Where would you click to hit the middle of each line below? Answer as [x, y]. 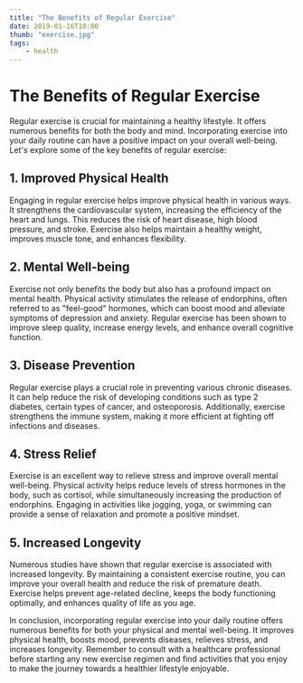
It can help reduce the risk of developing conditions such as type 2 [134, 397]
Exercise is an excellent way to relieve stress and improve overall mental [144, 476]
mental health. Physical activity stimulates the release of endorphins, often [148, 299]
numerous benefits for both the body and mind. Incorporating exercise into [148, 131]
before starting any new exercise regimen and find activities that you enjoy [148, 659]
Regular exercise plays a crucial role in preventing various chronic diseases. [151, 387]
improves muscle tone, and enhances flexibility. [98, 238]
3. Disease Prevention [72, 366]
